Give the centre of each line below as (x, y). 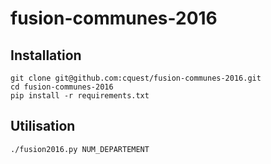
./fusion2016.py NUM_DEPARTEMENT (80, 149)
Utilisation (43, 126)
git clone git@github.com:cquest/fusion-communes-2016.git (136, 78)
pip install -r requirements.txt (80, 96)
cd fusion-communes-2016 (62, 87)
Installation (46, 55)
